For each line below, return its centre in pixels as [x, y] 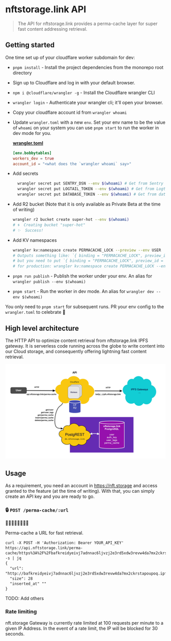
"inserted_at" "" [28, 584]
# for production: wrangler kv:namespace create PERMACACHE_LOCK [83, 266]
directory [22, 73]
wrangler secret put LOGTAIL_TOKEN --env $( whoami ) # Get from [86, 189]
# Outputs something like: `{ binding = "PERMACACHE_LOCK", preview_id [90, 256]
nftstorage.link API [46, 9]
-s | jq [13, 558]
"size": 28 [21, 579]
